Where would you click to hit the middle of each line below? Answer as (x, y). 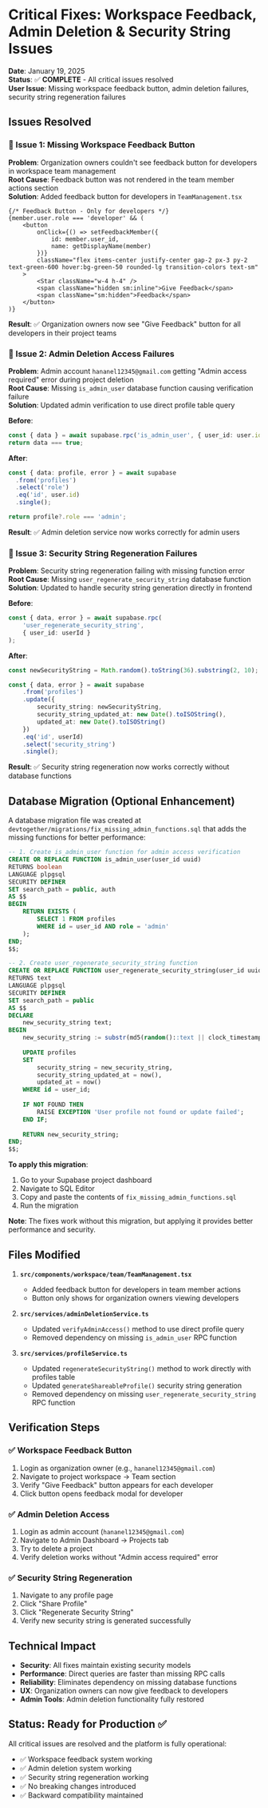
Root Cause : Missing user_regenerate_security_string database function (130, 579)
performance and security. (52, 1229)
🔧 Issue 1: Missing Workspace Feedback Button (102, 145)
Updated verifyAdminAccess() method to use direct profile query (138, 1329)
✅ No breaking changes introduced (78, 1786)
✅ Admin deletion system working (76, 1768)
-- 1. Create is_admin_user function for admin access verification (124, 852)
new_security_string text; (67, 1023)
